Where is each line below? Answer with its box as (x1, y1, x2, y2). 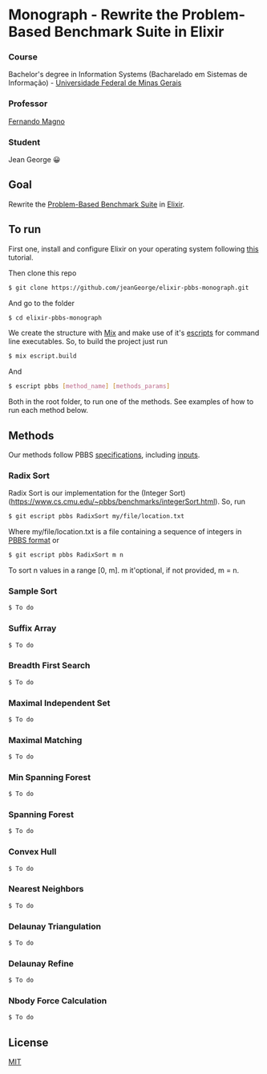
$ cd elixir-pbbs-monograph (8, 313, 103, 322)
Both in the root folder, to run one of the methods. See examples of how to (8, 397, 254, 406)
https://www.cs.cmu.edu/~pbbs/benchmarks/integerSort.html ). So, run (10, 496, 246, 507)
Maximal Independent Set (8, 697, 111, 709)
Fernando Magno (8, 116, 66, 126)
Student (8, 137, 41, 148)
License (8, 1035, 49, 1049)
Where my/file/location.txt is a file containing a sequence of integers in (8, 527, 242, 537)
